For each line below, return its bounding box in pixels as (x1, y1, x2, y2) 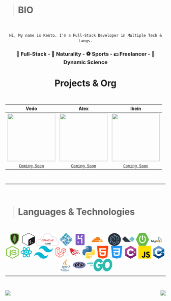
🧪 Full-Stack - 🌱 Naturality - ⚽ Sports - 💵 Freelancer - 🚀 (16, 50, 155, 58)
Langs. (78, 38, 93, 43)
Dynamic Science (63, 59, 108, 66)
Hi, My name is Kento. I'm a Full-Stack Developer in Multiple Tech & (9, 33, 162, 38)
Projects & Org (54, 77, 117, 89)
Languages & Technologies (17, 206, 135, 218)
